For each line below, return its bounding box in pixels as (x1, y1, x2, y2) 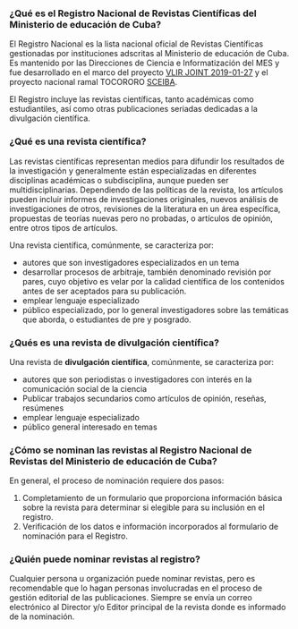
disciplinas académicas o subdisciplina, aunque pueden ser (9, 174, 230, 185)
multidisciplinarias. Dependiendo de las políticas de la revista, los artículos (9, 184, 284, 195)
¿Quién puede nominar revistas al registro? (9, 553, 201, 565)
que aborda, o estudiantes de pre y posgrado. (21, 314, 192, 325)
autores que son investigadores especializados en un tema (21, 257, 240, 268)
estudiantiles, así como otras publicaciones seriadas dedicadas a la (9, 104, 258, 115)
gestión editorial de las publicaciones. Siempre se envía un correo (9, 592, 252, 603)
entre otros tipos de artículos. (9, 222, 118, 233)
